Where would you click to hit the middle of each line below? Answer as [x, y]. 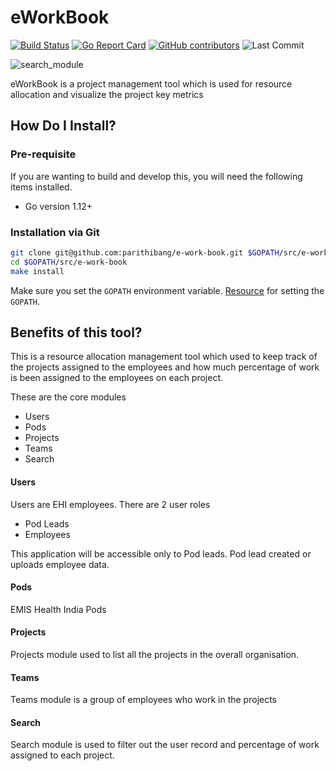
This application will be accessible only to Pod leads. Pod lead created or [161, 553]
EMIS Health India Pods [58, 609]
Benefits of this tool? [76, 332]
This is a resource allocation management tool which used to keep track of [164, 357]
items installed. [41, 187]
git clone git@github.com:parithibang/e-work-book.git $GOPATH [145, 252]
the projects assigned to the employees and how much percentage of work [165, 367]
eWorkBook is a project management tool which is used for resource [151, 83]
